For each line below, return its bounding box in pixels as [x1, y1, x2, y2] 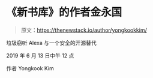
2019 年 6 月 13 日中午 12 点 [6, 52, 74, 59]
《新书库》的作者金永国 [6, 5, 122, 19]
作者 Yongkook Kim [6, 64, 54, 72]
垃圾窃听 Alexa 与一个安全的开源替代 [6, 39, 97, 46]
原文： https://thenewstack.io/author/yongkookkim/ [20, 26, 147, 34]
